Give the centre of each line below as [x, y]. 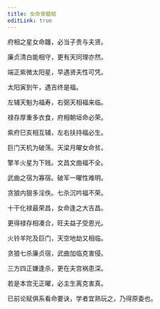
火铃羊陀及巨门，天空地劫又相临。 [57, 238]
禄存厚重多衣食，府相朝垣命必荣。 [57, 117]
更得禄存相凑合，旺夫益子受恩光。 [57, 223]
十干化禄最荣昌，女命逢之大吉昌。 [57, 207]
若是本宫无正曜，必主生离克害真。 [57, 283]
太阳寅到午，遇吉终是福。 [45, 87]
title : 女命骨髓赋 [32, 14]
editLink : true [30, 21]
